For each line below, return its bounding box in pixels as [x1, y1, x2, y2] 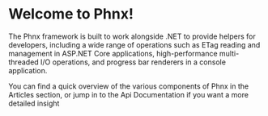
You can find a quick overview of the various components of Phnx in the [8, 81, 249, 91]
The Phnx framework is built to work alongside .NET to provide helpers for [8, 31, 257, 41]
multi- [219, 48, 240, 58]
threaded [8, 57, 39, 67]
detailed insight [8, 98, 60, 108]
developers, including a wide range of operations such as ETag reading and [8, 39, 261, 49]
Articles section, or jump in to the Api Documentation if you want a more [8, 89, 249, 99]
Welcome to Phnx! [8, 5, 134, 23]
